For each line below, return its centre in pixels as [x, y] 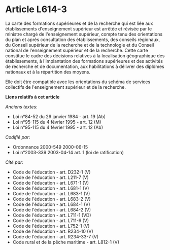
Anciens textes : [22, 106]
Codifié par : [18, 137]
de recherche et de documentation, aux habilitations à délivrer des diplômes [85, 66]
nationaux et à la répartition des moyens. [48, 72]
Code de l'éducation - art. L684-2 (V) [52, 209]
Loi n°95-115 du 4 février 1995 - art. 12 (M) [57, 122]
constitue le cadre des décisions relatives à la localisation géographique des [85, 56]
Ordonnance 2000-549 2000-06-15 [50, 147]
